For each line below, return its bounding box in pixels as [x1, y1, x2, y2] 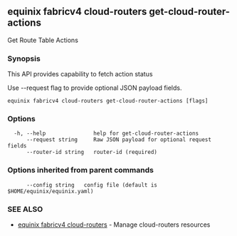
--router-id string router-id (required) [26, 149, 158, 156]
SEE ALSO [7, 204, 43, 214]
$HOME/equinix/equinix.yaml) [7, 188, 94, 195]
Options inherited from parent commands [7, 165, 154, 175]
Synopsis [7, 53, 41, 63]
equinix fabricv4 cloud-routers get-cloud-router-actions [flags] [7, 98, 209, 105]
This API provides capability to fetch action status [7, 70, 153, 78]
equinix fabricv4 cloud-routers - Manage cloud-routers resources [17, 220, 211, 229]
